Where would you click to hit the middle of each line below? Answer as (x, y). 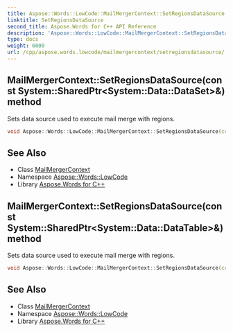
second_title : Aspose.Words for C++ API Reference (82, 26)
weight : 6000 (26, 46)
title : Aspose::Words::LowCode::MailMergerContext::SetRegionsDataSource (116, 14)
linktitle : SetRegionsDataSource (55, 20)
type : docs (23, 40)
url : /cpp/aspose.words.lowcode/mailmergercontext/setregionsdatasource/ (116, 53)
